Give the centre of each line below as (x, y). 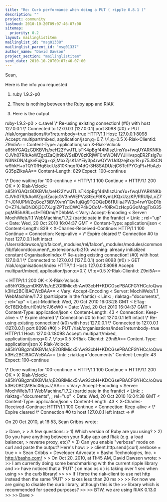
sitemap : (14, 28)
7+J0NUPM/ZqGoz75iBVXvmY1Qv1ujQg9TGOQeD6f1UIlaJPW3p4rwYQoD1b (83, 202)
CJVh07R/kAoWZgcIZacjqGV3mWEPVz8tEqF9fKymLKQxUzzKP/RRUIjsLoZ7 (83, 197)
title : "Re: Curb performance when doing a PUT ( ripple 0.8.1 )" (76, 10)
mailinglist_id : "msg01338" (34, 42)
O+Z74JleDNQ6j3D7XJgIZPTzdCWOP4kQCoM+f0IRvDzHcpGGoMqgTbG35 (83, 207)
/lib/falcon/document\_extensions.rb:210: (47, 250)
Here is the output (31, 114)
